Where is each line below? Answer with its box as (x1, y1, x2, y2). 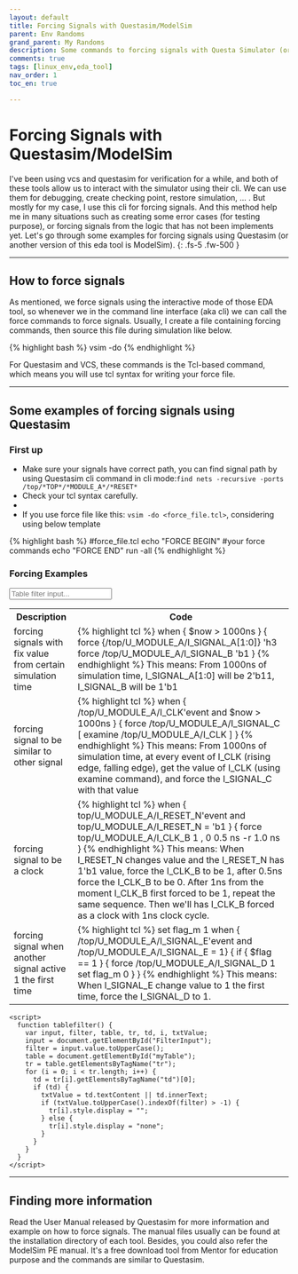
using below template (21, 518, 101, 529)
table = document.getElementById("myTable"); (25, 1052, 197, 1061)
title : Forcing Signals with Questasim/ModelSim (9, 21, 192, 30)
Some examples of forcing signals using (9, 403, 235, 418)
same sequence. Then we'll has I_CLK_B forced (77, 898, 275, 911)
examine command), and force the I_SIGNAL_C (77, 773, 272, 786)
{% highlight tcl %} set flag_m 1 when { (77, 924, 240, 937)
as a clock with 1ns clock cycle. (77, 909, 210, 922)
